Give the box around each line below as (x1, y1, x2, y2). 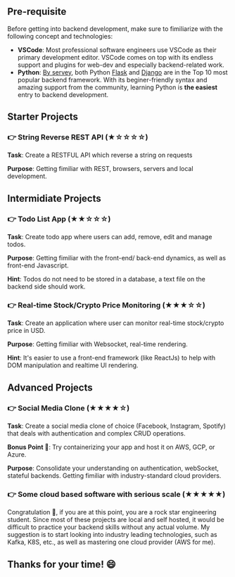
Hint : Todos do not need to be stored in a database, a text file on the (7, 274, 205, 283)
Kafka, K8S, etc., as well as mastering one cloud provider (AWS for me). (7, 538, 216, 547)
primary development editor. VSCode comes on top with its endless (17, 53, 213, 61)
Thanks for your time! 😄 (7, 558, 116, 570)
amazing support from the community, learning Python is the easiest (17, 83, 218, 91)
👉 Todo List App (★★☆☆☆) (7, 214, 111, 224)
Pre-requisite (7, 6, 67, 18)
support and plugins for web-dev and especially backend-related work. (17, 61, 225, 69)
